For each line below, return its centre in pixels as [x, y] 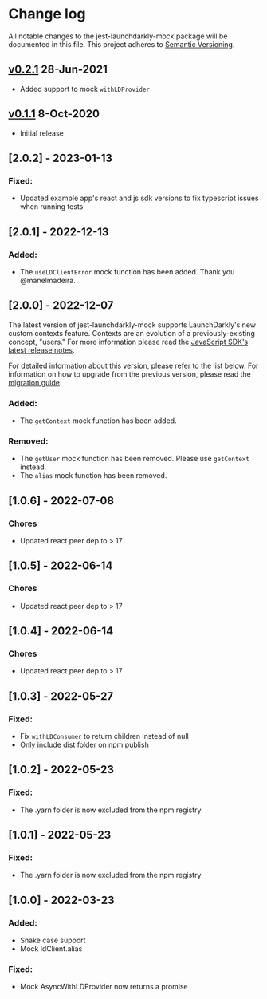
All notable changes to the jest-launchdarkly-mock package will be [118, 36]
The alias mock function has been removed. [93, 476]
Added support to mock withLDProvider [84, 89]
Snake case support [53, 940]
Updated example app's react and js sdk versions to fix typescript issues [139, 198]
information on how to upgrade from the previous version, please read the [130, 374]
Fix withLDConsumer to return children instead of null [104, 736]
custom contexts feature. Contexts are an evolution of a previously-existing [132, 333]
